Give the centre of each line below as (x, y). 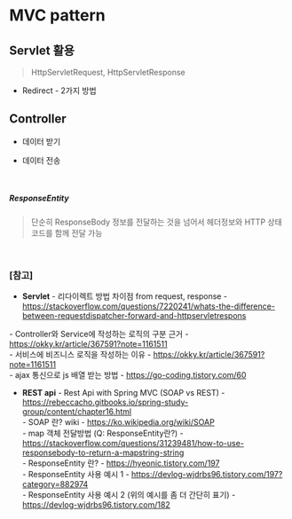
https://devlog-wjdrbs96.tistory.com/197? (207, 475)
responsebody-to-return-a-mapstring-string (103, 452)
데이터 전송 (41, 160)
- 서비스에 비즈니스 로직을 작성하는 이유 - (80, 355)
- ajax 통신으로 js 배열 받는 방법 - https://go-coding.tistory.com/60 (128, 375)
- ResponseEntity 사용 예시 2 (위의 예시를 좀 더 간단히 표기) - (129, 495)
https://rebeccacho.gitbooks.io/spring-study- (105, 402)
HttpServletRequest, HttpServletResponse (108, 72)
